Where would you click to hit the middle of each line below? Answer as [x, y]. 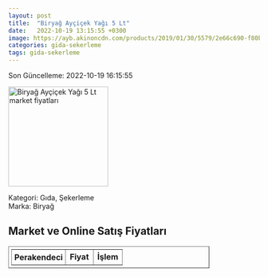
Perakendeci [39, 257]
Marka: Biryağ [31, 206]
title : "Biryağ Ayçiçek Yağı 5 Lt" [69, 23]
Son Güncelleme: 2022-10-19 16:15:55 [71, 75]
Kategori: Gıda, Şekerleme [51, 198]
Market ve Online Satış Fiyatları [88, 231]
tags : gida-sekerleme [44, 53]
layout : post [30, 16]
